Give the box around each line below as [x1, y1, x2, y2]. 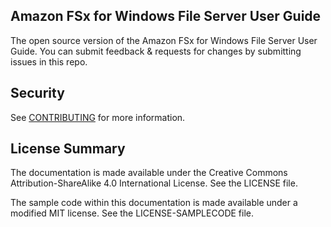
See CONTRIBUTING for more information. [10, 111, 186, 123]
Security [10, 85, 65, 102]
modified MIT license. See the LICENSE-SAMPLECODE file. [10, 207, 254, 219]
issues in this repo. [10, 55, 88, 68]
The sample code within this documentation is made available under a [10, 197, 298, 209]
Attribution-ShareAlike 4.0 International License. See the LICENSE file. [10, 177, 298, 189]
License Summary [10, 140, 126, 158]
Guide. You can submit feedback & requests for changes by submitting [10, 45, 302, 57]
